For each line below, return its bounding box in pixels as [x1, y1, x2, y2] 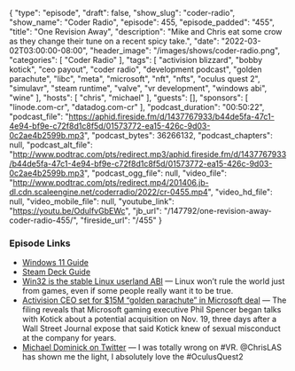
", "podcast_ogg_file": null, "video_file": [83, 168, 228, 178]
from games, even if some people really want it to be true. [21, 286, 234, 296]
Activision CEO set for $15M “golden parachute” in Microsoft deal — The [21, 295, 287, 305]
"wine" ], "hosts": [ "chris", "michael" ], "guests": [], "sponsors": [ [9, 92, 249, 103]
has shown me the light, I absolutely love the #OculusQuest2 [21, 351, 244, 362]
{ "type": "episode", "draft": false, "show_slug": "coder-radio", [9, 8, 236, 18]
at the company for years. [21, 333, 117, 343]
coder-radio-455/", [9, 215, 79, 225]
